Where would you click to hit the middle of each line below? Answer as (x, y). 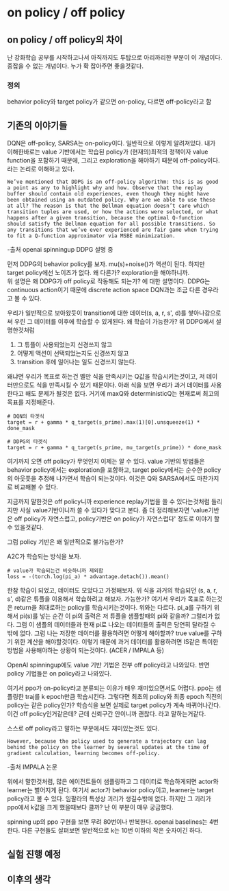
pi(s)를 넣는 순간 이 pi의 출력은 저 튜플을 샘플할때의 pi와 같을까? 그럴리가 (116, 616)
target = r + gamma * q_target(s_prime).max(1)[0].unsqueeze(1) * (104, 423)
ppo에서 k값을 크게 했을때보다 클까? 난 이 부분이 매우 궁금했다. (90, 807)
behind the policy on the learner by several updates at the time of (108, 748)
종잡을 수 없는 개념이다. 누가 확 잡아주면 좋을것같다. (75, 66)
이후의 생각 (29, 879)
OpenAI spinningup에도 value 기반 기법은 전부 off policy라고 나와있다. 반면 (108, 665)
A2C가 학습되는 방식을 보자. (44, 556)
